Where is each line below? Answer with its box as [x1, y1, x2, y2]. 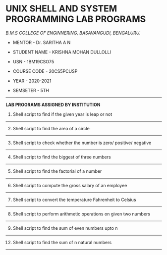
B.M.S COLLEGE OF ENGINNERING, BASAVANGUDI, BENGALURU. [5, 30, 141, 36]
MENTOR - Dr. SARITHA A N [12, 39, 71, 45]
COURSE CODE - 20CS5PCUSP [12, 68, 78, 74]
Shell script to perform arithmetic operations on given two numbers [12, 211, 151, 217]
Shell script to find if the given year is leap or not [12, 111, 112, 117]
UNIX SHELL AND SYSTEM [5, 3, 117, 14]
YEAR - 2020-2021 [12, 78, 52, 84]
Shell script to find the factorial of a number [12, 168, 102, 174]
